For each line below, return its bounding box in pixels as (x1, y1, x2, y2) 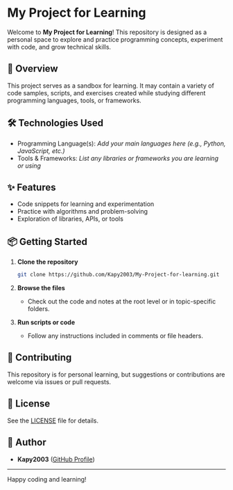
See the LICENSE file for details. (7, 416, 99, 425)
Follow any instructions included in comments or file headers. (27, 332, 203, 340)
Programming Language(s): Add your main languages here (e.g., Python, (17, 139, 226, 148)
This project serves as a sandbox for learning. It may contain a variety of (7, 81, 215, 90)
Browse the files (17, 284, 66, 292)
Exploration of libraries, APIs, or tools (17, 214, 123, 223)
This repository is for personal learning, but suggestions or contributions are (7, 370, 225, 379)
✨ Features (7, 181, 56, 193)
